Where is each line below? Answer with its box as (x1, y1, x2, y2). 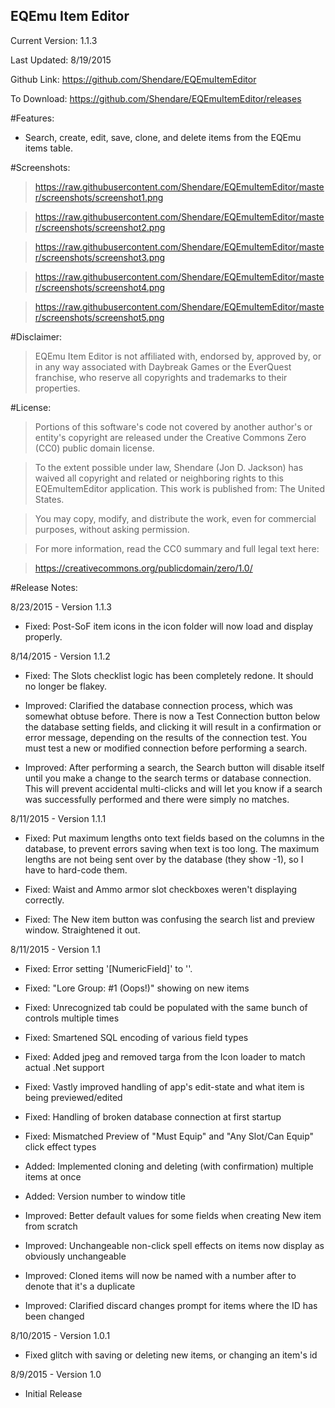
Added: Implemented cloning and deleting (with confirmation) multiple (24, 1160, 314, 1172)
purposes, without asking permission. (34, 523, 190, 535)
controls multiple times (24, 1012, 120, 1024)
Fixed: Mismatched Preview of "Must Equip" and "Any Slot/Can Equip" (24, 1130, 315, 1142)
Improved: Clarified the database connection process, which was (24, 699, 293, 711)
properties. (34, 382, 81, 394)
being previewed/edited (24, 1091, 123, 1103)
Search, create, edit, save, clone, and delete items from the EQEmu (24, 131, 302, 143)
